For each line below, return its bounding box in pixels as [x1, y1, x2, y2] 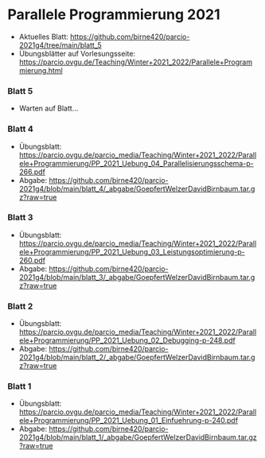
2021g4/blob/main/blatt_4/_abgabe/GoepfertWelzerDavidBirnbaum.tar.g [18, 184, 255, 193]
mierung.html [18, 65, 63, 75]
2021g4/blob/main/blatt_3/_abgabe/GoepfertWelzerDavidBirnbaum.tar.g [18, 272, 255, 281]
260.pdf [18, 255, 45, 265]
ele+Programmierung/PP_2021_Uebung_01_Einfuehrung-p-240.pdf [18, 416, 239, 425]
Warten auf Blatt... [18, 103, 79, 113]
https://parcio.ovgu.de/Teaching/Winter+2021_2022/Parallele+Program [18, 57, 252, 67]
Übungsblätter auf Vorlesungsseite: [18, 49, 136, 58]
